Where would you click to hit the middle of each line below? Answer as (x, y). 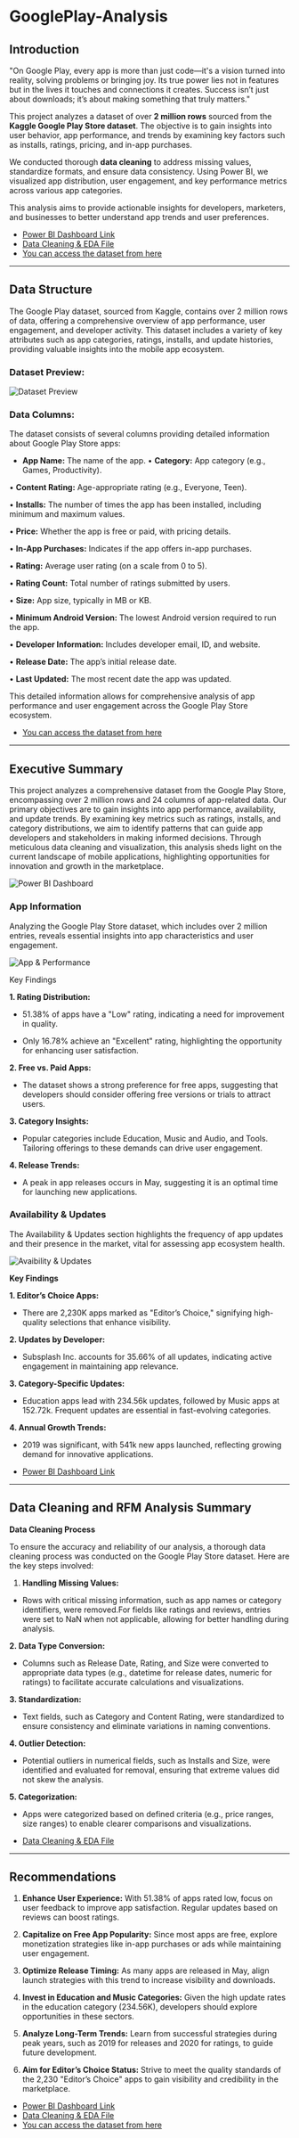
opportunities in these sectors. (78, 2017)
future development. (60, 2052)
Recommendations (63, 1877)
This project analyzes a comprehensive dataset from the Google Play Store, (148, 790)
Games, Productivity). (62, 471)
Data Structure (51, 290)
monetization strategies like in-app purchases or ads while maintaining (152, 1944)
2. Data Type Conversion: (57, 1645)
